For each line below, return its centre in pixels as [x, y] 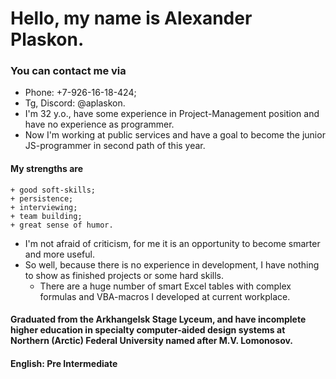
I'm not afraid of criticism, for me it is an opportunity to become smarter [172, 243]
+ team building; [46, 216]
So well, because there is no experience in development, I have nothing [172, 264]
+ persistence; [42, 198]
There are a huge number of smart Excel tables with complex [165, 286]
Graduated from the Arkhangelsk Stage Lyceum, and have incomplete [158, 319]
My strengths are [47, 169]
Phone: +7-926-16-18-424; [80, 93]
